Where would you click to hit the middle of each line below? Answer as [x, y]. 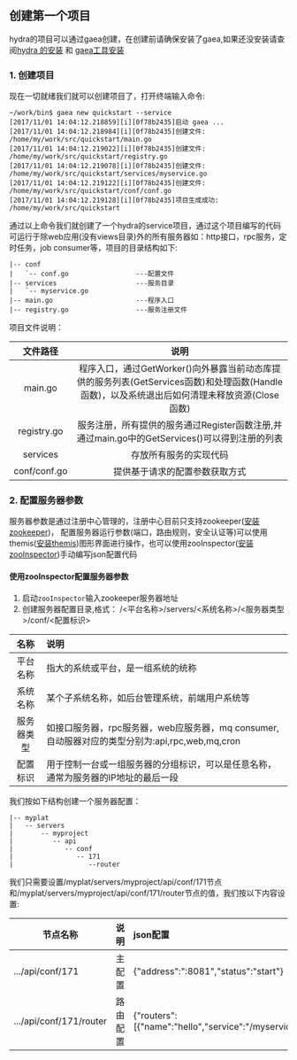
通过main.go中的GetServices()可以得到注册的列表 [179, 438]
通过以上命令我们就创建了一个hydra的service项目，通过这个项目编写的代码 [145, 226]
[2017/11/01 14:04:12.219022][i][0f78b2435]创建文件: [107, 149]
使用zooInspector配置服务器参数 [69, 576]
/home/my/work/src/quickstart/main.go [80, 140]
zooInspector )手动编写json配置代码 [73, 554]
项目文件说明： [36, 328]
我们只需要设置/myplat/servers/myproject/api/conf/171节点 [116, 882]
